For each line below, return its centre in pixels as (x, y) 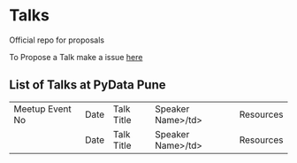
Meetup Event (43, 109)
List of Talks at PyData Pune (88, 85)
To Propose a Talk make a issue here (76, 57)
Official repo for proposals (57, 40)
